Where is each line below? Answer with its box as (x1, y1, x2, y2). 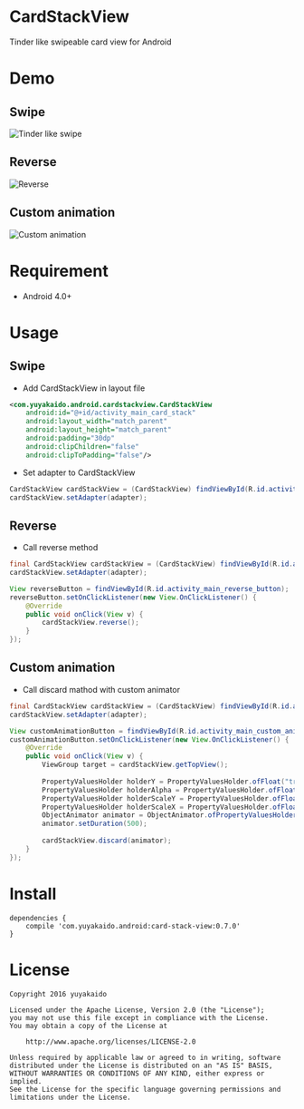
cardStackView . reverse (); (42, 618, 140, 627)
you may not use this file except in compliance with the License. (9, 1013, 270, 1022)
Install (9, 883, 57, 904)
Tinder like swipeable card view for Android (9, 36, 172, 47)
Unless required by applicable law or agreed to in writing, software (9, 1053, 281, 1062)
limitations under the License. (9, 1093, 131, 1102)
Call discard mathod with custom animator (22, 684, 181, 695)
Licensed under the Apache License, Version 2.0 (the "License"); (9, 1005, 265, 1015)
